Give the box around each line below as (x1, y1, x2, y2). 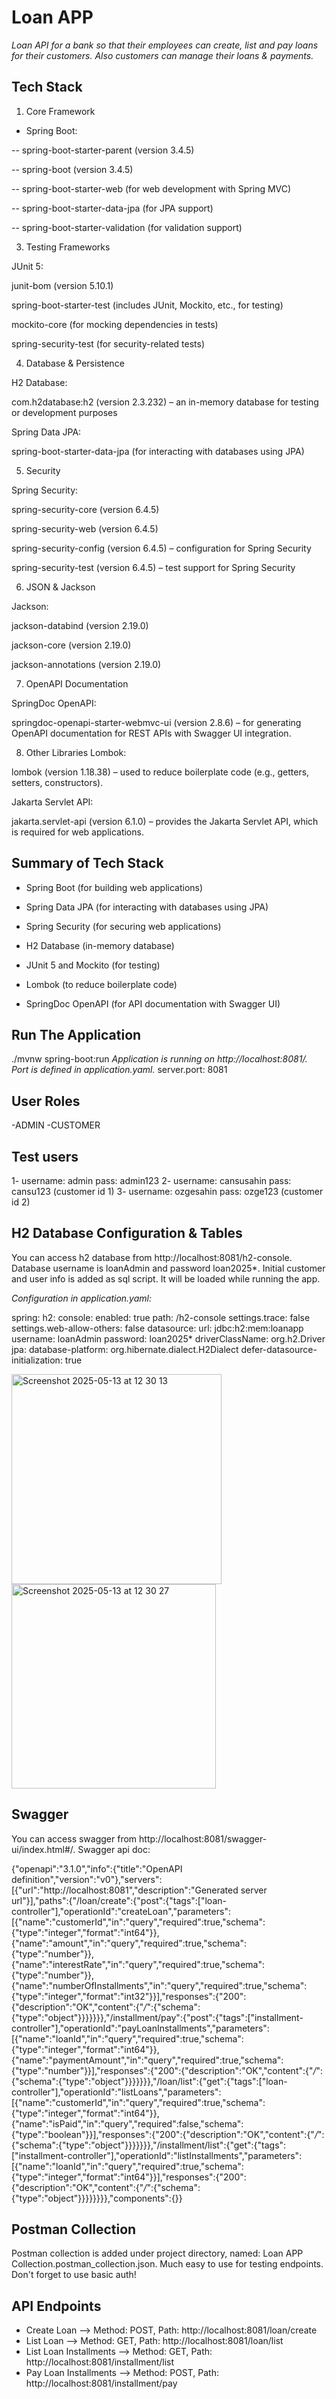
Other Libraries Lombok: (25, 746, 127, 758)
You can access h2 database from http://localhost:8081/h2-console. (11, 1251, 293, 1263)
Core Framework (25, 105, 96, 117)
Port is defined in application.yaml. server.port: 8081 (11, 1064, 228, 1076)
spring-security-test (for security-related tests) (11, 337, 206, 350)
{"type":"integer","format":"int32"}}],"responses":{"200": (11, 1990, 247, 2002)
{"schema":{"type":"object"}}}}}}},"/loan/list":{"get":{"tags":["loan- (11, 2075, 288, 2087)
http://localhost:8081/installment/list (25, 2356, 175, 2368)
